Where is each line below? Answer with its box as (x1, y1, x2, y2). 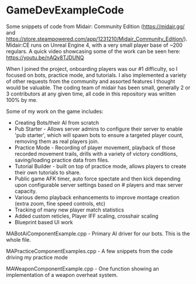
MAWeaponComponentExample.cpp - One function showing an (6, 265, 159, 272)
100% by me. (6, 96, 38, 103)
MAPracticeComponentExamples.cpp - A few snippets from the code (6, 247, 173, 255)
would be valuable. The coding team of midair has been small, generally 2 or (6, 84, 191, 91)
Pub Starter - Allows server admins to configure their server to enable (14, 125, 183, 132)
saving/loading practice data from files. (14, 156, 109, 163)
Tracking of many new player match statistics (14, 206, 125, 213)
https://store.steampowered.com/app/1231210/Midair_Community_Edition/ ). (6, 35, 188, 42)
